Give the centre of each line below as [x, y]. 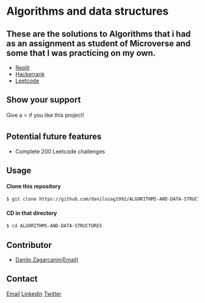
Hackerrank [30, 74]
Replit [22, 68]
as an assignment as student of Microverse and [99, 43]
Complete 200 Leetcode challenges [60, 151]
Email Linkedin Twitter [34, 294]
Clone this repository [34, 186]
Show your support [44, 100]
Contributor [29, 245]
